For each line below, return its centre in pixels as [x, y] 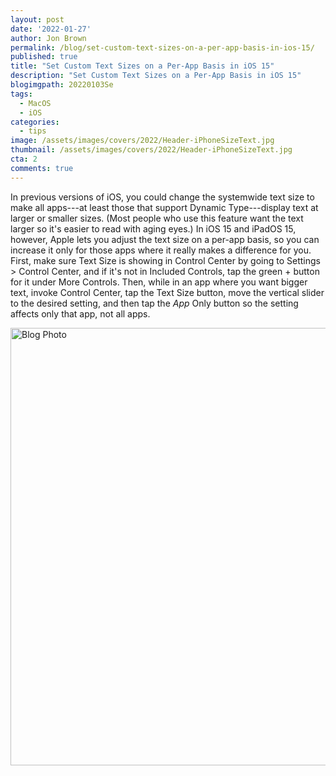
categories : [35, 122]
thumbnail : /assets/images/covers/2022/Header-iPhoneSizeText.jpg [151, 150]
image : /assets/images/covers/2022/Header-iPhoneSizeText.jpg [142, 141]
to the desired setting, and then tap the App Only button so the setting [154, 303]
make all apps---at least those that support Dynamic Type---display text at [164, 207]
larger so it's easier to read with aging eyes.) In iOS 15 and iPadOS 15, [153, 228]
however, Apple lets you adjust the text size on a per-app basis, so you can [165, 239]
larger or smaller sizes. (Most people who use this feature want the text [157, 218]
